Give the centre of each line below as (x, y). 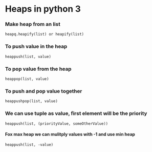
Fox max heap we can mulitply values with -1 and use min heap (70, 134)
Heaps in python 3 (43, 9)
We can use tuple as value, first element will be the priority (76, 114)
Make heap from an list (33, 24)
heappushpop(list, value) (31, 101)
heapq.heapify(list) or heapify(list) (44, 34)
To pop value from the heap (38, 69)
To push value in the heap (36, 46)
